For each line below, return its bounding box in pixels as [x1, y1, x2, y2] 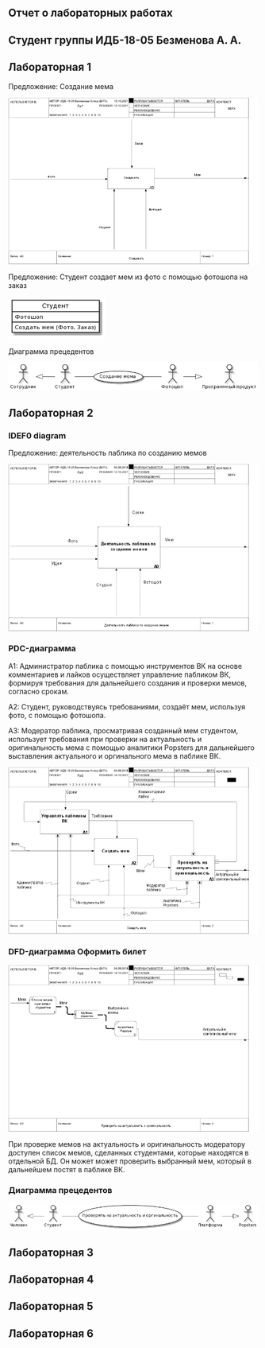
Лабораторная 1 [8, 60, 91, 74]
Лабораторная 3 [8, 1245, 94, 1259]
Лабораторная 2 [8, 406, 94, 420]
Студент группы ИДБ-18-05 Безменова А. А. [8, 33, 242, 47]
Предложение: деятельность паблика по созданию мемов [8, 448, 208, 457]
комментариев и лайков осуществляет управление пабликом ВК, [8, 670, 232, 679]
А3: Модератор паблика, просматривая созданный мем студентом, [8, 725, 239, 735]
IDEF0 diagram [8, 429, 67, 441]
